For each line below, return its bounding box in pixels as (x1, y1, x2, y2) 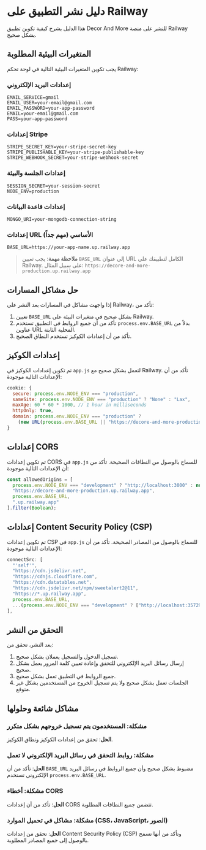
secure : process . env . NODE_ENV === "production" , (12, 391, 139, 397)
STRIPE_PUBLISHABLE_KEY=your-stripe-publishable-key (7, 149, 144, 156)
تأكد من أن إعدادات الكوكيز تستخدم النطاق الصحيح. (15, 332, 132, 340)
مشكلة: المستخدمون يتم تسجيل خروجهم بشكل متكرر (7, 722, 147, 730)
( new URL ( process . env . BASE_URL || (18, 419, 106, 426)
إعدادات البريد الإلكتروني (7, 80, 71, 89)
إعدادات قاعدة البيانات (7, 202, 65, 211)
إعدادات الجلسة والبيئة (7, 169, 66, 177)
